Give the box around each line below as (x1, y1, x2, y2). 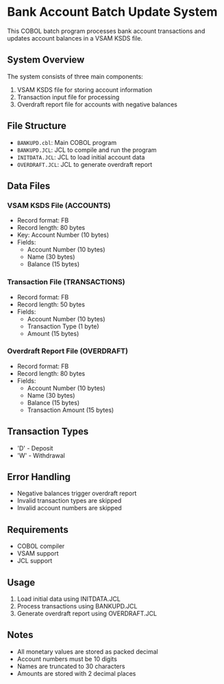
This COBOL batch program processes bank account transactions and (7, 27, 206, 35)
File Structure (7, 120, 66, 132)
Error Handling (7, 471, 71, 483)
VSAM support (16, 549, 59, 558)
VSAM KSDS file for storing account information (16, 85, 153, 93)
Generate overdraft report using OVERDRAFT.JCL (16, 609, 158, 618)
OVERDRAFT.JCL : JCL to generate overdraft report (16, 160, 153, 168)
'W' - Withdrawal (16, 451, 65, 459)
